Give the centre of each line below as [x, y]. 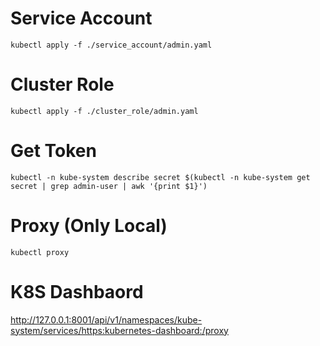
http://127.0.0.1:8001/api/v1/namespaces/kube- [106, 319]
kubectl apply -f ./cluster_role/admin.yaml [104, 111]
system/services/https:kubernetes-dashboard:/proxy [119, 330]
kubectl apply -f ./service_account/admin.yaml [111, 45]
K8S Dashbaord [77, 291]
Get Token [53, 151]
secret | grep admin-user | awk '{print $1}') [109, 186]
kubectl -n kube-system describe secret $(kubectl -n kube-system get [160, 177]
